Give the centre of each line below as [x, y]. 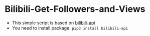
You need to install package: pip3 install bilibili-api [70, 28]
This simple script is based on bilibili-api [53, 23]
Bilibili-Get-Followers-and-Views [75, 9]
